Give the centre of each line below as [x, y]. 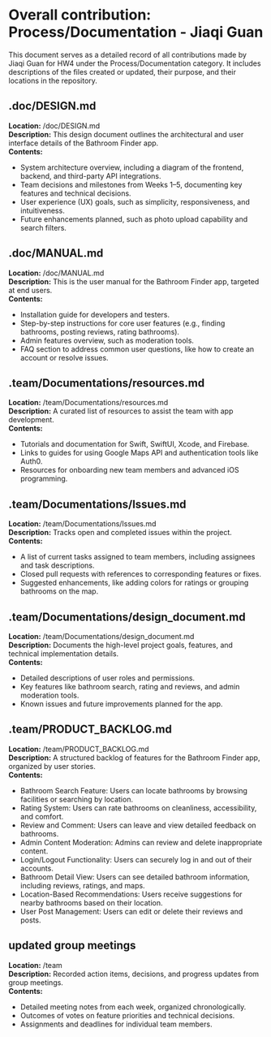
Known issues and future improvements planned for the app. [121, 704]
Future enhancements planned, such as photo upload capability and [134, 219]
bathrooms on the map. [59, 591]
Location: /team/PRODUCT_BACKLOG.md [79, 749]
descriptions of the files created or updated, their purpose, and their [123, 71]
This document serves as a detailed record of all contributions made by [128, 54]
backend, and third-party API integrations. [90, 175]
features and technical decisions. [75, 193]
